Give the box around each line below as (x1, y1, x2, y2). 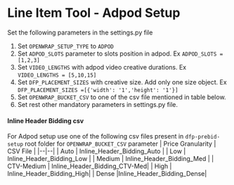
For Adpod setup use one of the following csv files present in (7, 132, 184, 141)
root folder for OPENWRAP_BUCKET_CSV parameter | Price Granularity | (24, 139, 216, 148)
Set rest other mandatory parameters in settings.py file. (17, 100, 178, 108)
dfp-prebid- (185, 134, 220, 141)
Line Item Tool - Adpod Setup (7, 5, 181, 21)
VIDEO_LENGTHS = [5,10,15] (17, 72, 97, 79)
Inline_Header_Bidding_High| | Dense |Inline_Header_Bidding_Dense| (7, 170, 207, 178)
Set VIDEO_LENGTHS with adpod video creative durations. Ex (17, 63, 187, 71)
